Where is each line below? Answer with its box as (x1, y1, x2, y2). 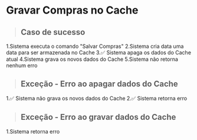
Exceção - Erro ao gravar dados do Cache (20, 112, 176, 122)
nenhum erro (6, 62, 38, 69)
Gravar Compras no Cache (6, 4, 139, 17)
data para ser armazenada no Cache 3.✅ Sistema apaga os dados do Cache (6, 49, 192, 56)
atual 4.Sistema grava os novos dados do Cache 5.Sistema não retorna (6, 56, 179, 63)
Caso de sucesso (20, 27, 86, 37)
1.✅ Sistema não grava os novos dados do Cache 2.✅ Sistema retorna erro (6, 95, 188, 102)
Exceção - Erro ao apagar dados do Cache (20, 79, 178, 89)
